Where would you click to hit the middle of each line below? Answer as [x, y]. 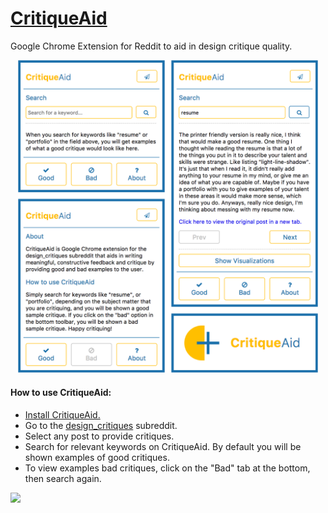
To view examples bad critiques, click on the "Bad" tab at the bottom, [167, 468]
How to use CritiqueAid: [61, 393]
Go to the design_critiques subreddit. [101, 425]
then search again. [63, 478]
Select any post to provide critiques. [99, 436]
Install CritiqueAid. [62, 414]
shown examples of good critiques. [97, 457]
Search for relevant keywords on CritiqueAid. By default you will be [163, 446]
